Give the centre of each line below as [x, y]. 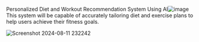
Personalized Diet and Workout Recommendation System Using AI [87, 9]
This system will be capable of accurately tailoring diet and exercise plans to [100, 15]
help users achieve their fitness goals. [53, 22]
